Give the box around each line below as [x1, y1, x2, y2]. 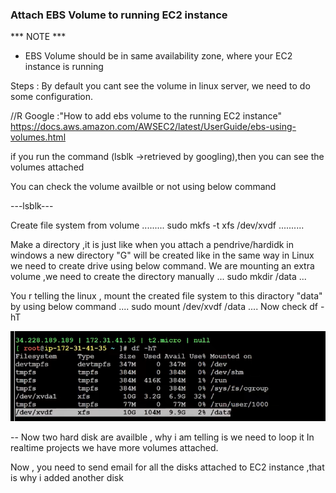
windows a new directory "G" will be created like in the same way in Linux [10, 249, 315, 262]
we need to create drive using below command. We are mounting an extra [10, 260, 315, 272]
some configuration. [10, 91, 94, 103]
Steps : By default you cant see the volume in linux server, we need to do [10, 80, 311, 92]
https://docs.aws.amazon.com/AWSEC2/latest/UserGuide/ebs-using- [10, 121, 297, 133]
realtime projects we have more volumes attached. [10, 441, 219, 453]
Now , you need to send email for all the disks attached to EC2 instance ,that [10, 461, 325, 473]
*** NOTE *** [10, 31, 67, 43]
